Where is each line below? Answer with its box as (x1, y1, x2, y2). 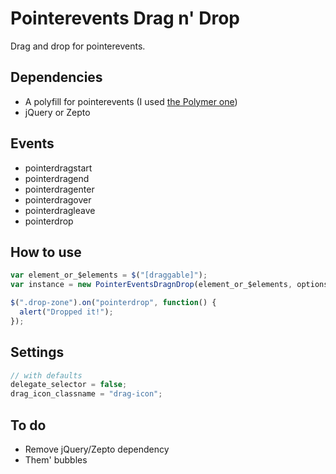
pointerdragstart (24, 162, 93, 174)
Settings (10, 344, 65, 361)
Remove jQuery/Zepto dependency (24, 443, 170, 455)
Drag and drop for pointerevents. (10, 40, 146, 52)
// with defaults (10, 370, 83, 381)
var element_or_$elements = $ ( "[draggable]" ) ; (10, 270, 208, 281)
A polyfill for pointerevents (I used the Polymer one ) (24, 95, 238, 107)
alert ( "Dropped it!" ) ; (19, 307, 114, 317)
